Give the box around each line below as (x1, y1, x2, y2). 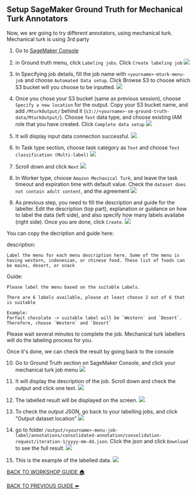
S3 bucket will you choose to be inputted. (15, 83, 116, 90)
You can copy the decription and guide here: (6, 230, 114, 237)
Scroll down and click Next (15, 163, 79, 170)
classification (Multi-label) (15, 152, 90, 158)
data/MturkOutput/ (15, 114, 60, 121)
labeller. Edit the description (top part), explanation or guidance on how (15, 205, 187, 212)
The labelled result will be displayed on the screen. (15, 397, 138, 404)
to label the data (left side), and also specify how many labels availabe (15, 211, 185, 219)
